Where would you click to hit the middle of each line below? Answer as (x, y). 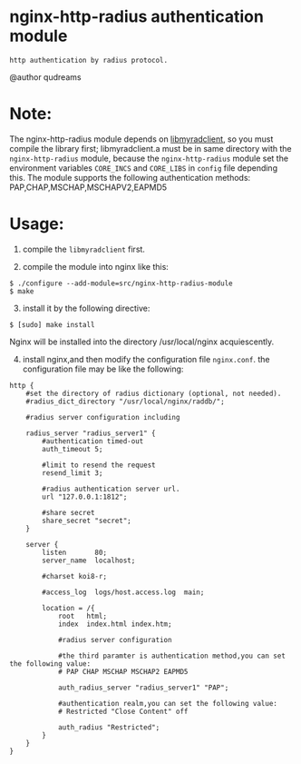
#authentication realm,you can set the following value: (168, 703)
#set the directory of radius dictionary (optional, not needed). (154, 393)
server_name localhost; (89, 561)
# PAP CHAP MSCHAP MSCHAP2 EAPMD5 (123, 671)
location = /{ (68, 608)
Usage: (37, 224)
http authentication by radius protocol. (89, 60)
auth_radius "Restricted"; (109, 727)
